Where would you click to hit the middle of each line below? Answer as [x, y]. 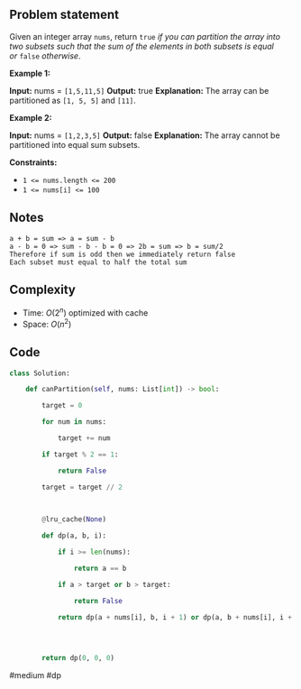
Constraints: [33, 162]
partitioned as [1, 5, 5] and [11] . [73, 100]
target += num [84, 438]
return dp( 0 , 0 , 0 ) [78, 658]
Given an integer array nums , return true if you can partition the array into [145, 36]
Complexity [43, 290]
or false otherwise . [45, 55]
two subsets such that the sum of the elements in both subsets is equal [142, 46]
